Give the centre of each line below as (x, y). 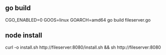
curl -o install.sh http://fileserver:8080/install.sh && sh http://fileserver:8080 (83, 47)
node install (24, 36)
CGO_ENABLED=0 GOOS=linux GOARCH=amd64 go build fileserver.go (78, 20)
